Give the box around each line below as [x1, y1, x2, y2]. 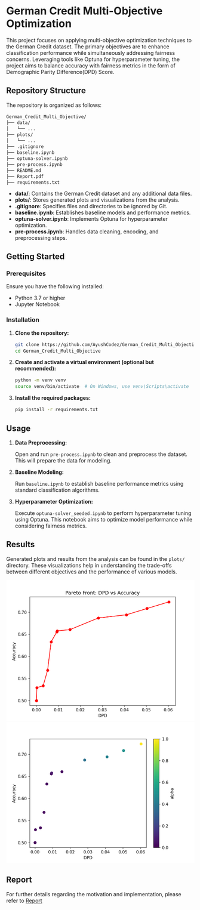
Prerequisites [6, 270, 46, 278]
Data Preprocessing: [14, 439, 67, 446]
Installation [6, 316, 40, 324]
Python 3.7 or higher [14, 294, 66, 302]
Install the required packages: [14, 394, 91, 402]
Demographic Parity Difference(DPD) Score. [6, 68, 115, 75]
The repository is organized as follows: [6, 101, 102, 109]
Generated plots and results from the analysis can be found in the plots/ [6, 555, 185, 562]
